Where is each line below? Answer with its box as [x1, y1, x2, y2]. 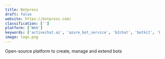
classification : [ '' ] [5, 21, 50, 26]
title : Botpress [5, 7, 38, 12]
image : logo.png [5, 35, 38, 40]
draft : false [5, 12, 32, 17]
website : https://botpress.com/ [5, 16, 71, 21]
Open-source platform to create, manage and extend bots [5, 48, 122, 54]
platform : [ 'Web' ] [5, 26, 43, 30]
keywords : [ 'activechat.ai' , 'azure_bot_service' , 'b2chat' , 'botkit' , [5, 30, 155, 35]
